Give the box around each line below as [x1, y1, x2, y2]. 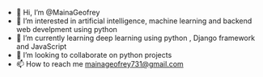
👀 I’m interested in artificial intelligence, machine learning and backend [15, 16, 252, 26]
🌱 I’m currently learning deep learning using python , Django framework [15, 33, 256, 43]
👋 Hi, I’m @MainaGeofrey [15, 8, 100, 17]
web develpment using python [15, 25, 117, 34]
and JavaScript [15, 42, 67, 51]
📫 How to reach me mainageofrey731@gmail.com [15, 59, 184, 68]
